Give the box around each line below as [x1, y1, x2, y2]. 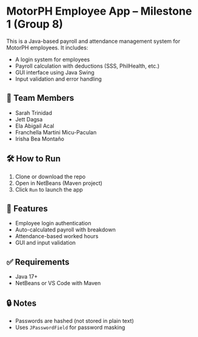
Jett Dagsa [15, 115, 43, 123]
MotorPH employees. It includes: [6, 44, 88, 51]
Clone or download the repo [15, 173, 86, 180]
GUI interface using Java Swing [15, 68, 94, 76]
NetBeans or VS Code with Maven [15, 280, 101, 287]
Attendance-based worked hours [15, 233, 99, 240]
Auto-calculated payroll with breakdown [15, 226, 116, 233]
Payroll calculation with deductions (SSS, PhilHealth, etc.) [15, 62, 160, 70]
